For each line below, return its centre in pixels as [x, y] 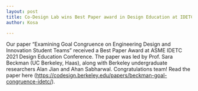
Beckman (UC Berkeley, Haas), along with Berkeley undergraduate [87, 63]
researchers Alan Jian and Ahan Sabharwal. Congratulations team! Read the [98, 69]
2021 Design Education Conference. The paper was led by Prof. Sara [90, 57]
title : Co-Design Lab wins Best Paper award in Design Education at [92, 17]
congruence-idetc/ [29, 82]
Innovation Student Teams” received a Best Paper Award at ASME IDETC [94, 50]
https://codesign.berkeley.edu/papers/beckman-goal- [102, 75]
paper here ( [21, 75]
